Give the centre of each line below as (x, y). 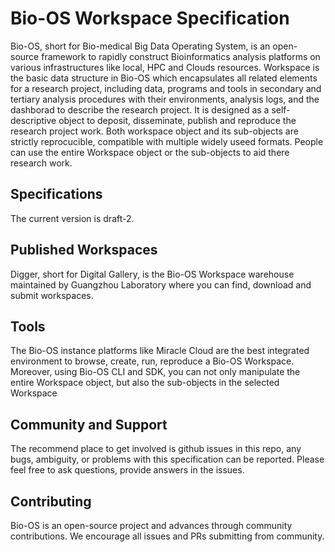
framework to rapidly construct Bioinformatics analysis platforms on (181, 56)
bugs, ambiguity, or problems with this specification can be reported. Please (167, 459)
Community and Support (89, 424)
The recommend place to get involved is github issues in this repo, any (156, 449)
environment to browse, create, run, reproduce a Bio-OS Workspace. (152, 361)
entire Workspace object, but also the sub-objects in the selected (145, 383)
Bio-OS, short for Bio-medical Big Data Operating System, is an (140, 46)
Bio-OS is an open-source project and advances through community (151, 525)
